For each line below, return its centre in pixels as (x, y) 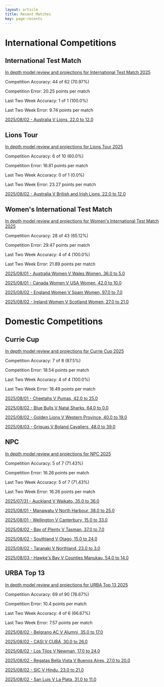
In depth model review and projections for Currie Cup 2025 (64, 351)
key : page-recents (24, 19)
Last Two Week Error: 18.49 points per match (50, 389)
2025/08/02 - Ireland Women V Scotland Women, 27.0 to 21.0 (67, 302)
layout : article (21, 10)
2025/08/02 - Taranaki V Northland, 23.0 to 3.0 (53, 548)
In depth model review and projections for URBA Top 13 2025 (67, 585)
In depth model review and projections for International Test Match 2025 (78, 72)
